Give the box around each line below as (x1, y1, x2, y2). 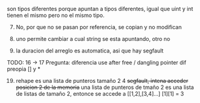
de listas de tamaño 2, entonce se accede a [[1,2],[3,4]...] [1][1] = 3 (15, 90, 184, 97)
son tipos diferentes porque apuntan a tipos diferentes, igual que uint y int (7, 5, 193, 12)
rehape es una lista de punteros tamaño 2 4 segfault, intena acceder (15, 77, 188, 84)
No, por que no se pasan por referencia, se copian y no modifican (15, 24, 182, 30)
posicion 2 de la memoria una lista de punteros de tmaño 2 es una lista (15, 83, 194, 91)
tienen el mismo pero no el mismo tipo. (7, 12, 105, 19)
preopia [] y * (7, 65, 40, 73)
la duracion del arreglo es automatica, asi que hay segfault (15, 47, 164, 54)
